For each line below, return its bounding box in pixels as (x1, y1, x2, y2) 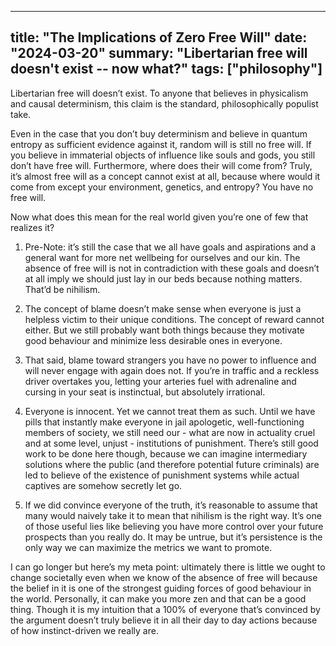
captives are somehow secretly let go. (24, 479, 183, 491)
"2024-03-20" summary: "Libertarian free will (10, 45, 308, 62)
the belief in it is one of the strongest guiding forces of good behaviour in (10, 582, 312, 594)
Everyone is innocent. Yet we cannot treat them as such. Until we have (24, 405, 316, 417)
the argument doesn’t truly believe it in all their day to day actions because (10, 614, 318, 626)
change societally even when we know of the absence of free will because (10, 571, 318, 583)
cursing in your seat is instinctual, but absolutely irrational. (24, 386, 266, 398)
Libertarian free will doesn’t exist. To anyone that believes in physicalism (10, 87, 309, 99)
